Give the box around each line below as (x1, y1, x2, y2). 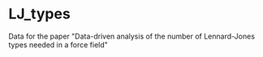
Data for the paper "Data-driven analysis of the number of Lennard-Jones (8, 31, 256, 41)
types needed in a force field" (8, 39, 108, 49)
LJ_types (8, 5, 71, 23)
